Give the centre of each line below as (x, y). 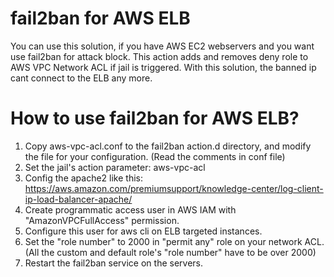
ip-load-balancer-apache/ (78, 199)
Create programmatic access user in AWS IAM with (130, 209)
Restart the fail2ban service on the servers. (114, 263)
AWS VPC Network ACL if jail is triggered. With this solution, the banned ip (163, 67)
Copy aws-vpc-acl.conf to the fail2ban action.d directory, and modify (168, 146)
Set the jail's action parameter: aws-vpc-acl (115, 167)
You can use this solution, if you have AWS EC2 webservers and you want (162, 46)
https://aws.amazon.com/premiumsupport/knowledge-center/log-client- (174, 188)
